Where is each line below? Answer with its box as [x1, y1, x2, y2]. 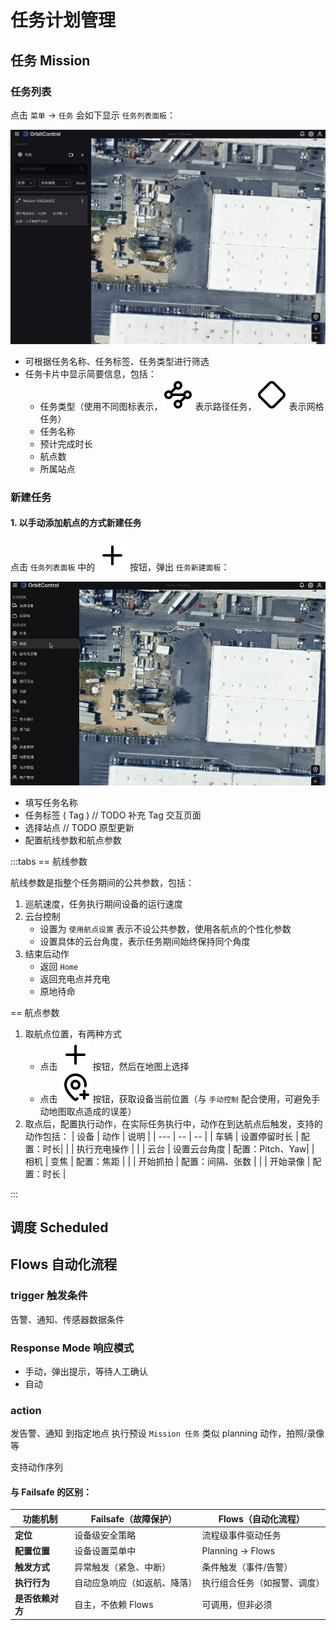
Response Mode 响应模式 [10, 1341, 135, 1355]
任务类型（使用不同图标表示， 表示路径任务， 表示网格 [39, 400, 325, 412]
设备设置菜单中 [74, 1545, 137, 1557]
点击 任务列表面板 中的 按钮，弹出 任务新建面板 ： [10, 561, 230, 573]
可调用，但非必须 [201, 1599, 273, 1611]
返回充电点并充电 [39, 972, 111, 985]
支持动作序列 [10, 1461, 63, 1473]
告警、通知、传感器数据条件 [10, 1313, 125, 1325]
